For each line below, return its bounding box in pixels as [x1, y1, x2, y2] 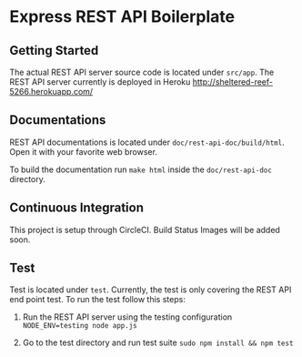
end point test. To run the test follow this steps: [9, 294, 186, 305]
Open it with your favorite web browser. [9, 146, 157, 157]
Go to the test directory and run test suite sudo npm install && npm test [22, 337, 294, 348]
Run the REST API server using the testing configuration [22, 311, 233, 322]
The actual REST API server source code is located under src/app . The [9, 66, 275, 77]
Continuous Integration [9, 200, 144, 216]
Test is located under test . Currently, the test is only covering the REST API [9, 284, 292, 295]
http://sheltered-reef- [192, 76, 273, 87]
